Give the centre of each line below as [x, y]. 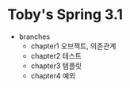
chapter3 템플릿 [56, 66]
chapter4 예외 [53, 75]
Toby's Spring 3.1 [65, 15]
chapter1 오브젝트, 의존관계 [73, 46]
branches [34, 36]
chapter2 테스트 [56, 55]
